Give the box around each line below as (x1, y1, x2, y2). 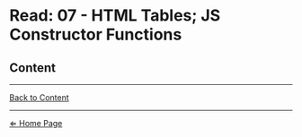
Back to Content (9, 92, 69, 103)
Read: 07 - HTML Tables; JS (9, 5, 221, 26)
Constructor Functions (9, 24, 182, 45)
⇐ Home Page (9, 118, 63, 128)
